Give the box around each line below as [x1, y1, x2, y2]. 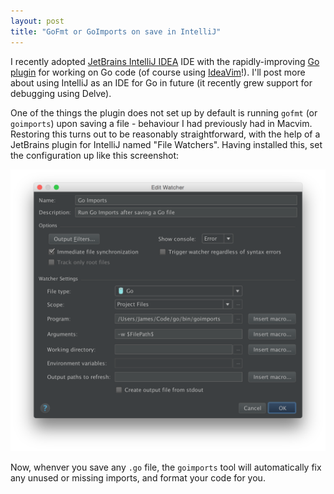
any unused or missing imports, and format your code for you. [10, 472, 266, 484]
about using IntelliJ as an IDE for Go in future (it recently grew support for [10, 76, 313, 89]
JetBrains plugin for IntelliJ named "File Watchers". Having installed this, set [10, 138, 323, 150]
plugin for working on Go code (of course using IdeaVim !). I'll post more [10, 66, 306, 78]
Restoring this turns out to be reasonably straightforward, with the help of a [10, 128, 321, 140]
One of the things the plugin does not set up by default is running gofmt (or [10, 106, 318, 119]
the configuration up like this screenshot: [10, 149, 180, 161]
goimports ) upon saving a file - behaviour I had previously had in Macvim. [10, 117, 313, 129]
